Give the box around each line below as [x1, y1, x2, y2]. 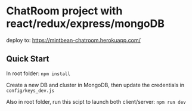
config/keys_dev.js [6, 88, 55, 94]
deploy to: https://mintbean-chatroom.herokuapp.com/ [6, 36, 141, 44]
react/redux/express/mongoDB [6, 17, 165, 30]
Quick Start [6, 54, 49, 64]
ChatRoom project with [6, 4, 123, 18]
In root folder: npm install [6, 70, 70, 77]
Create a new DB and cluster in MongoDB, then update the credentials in [6, 81, 185, 88]
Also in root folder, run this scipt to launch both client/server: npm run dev [6, 98, 186, 105]
